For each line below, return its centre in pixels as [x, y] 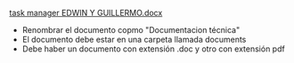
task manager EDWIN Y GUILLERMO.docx [86, 13]
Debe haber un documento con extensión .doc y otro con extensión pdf [153, 49]
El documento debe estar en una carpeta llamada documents [134, 39]
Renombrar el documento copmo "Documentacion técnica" [131, 30]
